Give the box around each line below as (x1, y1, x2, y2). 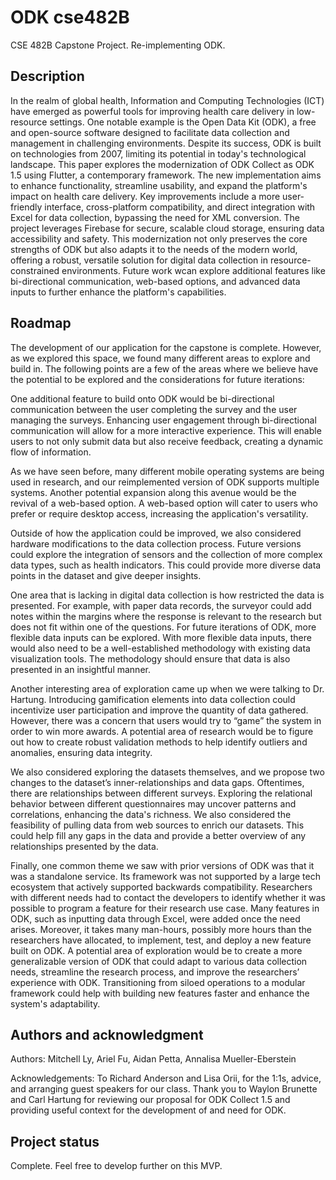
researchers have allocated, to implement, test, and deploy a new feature (10, 934, 312, 946)
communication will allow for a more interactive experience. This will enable (10, 424, 322, 436)
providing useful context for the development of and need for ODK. (10, 1104, 287, 1116)
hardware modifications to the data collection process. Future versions (10, 537, 302, 550)
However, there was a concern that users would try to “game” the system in (10, 714, 322, 726)
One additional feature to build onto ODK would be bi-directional (10, 392, 275, 405)
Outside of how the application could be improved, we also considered (10, 527, 302, 539)
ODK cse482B (10, 6, 130, 29)
